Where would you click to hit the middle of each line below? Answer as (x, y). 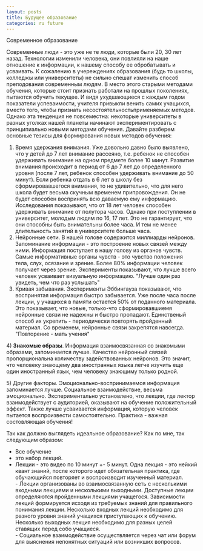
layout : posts (24, 12)
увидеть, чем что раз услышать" (57, 283)
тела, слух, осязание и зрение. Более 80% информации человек (99, 263)
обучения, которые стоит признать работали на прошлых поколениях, (98, 91)
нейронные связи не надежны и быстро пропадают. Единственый (101, 315)
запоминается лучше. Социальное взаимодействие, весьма (85, 390)
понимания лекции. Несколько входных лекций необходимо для (99, 510)
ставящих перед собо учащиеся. (58, 529)
